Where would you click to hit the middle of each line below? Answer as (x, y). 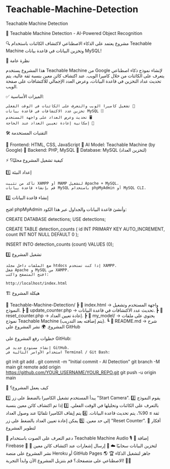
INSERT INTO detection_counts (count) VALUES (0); (60, 244)
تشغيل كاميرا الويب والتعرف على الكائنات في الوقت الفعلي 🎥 (71, 106)
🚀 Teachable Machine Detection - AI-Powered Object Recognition (74, 33)
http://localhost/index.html (36, 283)
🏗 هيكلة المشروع (23, 293)
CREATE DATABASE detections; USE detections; (56, 219)
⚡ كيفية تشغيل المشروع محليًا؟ (35, 160)
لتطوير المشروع (21, 428)
